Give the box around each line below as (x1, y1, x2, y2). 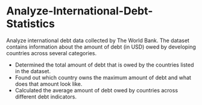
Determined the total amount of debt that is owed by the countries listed (14, 61, 194, 68)
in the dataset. (14, 67, 51, 74)
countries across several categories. (6, 49, 97, 56)
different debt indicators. (14, 93, 77, 100)
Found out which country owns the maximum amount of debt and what (14, 74, 192, 81)
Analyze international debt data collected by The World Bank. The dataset (6, 37, 190, 44)
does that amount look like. (14, 80, 83, 88)
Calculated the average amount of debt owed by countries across (14, 86, 178, 94)
